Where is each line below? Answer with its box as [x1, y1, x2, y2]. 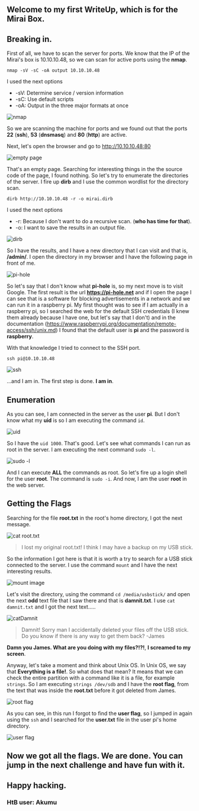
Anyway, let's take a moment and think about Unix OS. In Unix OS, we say [7, 661, 187, 668]
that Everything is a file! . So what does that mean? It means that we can [7, 668, 184, 675]
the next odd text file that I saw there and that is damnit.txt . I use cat [7, 597, 175, 604]
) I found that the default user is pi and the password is [56, 327, 190, 334]
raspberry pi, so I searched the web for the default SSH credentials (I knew [7, 308, 190, 315]
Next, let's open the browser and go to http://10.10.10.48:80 [7, 143, 151, 150]
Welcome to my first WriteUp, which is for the [7, 5, 178, 15]
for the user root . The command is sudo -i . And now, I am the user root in [7, 475, 187, 482]
